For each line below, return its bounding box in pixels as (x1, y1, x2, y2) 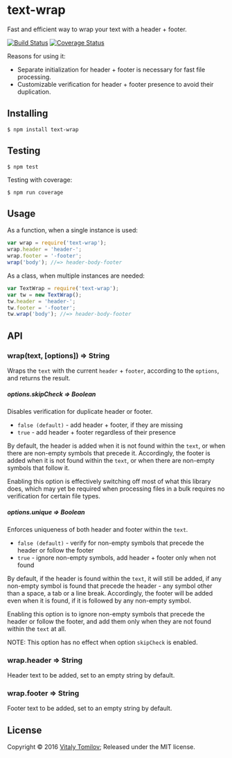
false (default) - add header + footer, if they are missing (17, 421, 184, 429)
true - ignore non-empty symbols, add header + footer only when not (17, 553, 216, 562)
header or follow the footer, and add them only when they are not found (7, 617, 211, 625)
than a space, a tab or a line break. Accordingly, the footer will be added (7, 589, 213, 597)
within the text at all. (7, 624, 66, 633)
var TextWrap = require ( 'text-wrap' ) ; (7, 285, 119, 292)
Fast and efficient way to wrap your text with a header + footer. (7, 25, 187, 33)
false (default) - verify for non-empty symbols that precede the (17, 539, 204, 547)
